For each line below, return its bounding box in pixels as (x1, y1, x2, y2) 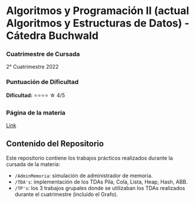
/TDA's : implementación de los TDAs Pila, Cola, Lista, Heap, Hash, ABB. (14, 178, 188, 185)
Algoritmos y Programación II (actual (6, 4, 190, 18)
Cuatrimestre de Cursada (6, 50, 81, 58)
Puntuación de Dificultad (6, 78, 79, 86)
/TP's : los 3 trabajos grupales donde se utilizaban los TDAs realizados (14, 184, 186, 191)
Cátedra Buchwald (6, 29, 99, 42)
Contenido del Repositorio (6, 139, 104, 149)
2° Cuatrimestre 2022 (6, 63, 59, 70)
